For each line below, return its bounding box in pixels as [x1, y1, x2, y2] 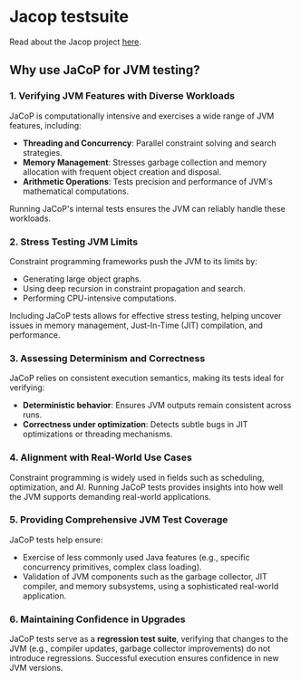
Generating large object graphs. [22, 273, 142, 284]
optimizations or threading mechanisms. [22, 428, 173, 440]
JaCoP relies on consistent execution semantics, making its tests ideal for [9, 373, 284, 384]
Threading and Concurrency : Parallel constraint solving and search [22, 138, 277, 148]
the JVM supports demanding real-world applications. [9, 491, 211, 502]
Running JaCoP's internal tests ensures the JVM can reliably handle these [9, 203, 286, 214]
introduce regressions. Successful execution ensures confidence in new [9, 653, 279, 664]
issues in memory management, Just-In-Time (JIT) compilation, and [9, 320, 263, 330]
